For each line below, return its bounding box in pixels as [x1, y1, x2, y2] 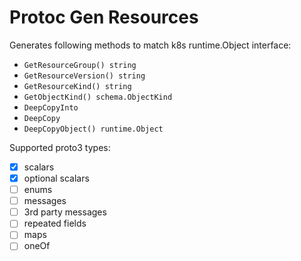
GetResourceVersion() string [23, 71, 146, 81]
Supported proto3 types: [9, 141, 111, 153]
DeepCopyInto [23, 102, 79, 113]
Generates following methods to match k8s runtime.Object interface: [9, 39, 292, 51]
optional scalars [23, 172, 90, 184]
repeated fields [23, 217, 87, 230]
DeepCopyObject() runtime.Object [23, 124, 164, 134]
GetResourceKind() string [23, 81, 132, 91]
